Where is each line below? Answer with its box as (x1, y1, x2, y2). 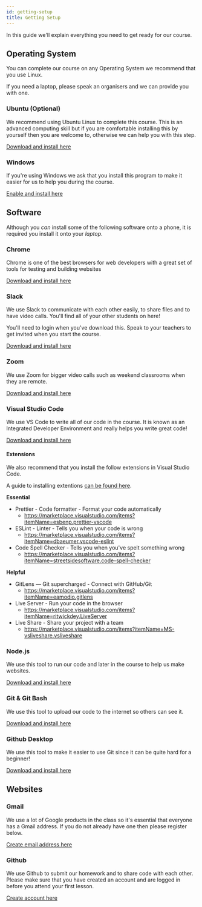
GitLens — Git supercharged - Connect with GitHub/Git (15, 580, 152, 588)
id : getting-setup (6, 8, 53, 15)
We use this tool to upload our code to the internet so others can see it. (6, 708, 183, 715)
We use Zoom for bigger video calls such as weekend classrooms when (6, 371, 186, 379)
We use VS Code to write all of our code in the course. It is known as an (6, 418, 185, 425)
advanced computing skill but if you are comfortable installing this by (6, 125, 178, 132)
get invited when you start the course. (6, 331, 101, 338)
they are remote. (6, 377, 48, 385)
